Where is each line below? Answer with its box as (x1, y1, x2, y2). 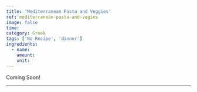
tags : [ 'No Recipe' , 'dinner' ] (6, 36, 83, 42)
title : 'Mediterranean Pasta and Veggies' (6, 8, 111, 15)
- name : (11, 47, 30, 53)
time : (6, 25, 19, 31)
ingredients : (6, 42, 38, 47)
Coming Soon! (6, 74, 41, 81)
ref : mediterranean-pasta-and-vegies (6, 14, 98, 20)
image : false (6, 19, 38, 25)
